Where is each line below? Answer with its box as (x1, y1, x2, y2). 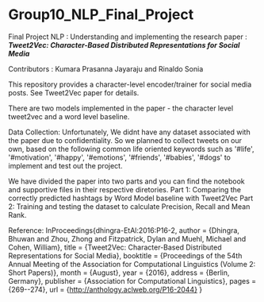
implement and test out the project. (8, 161, 123, 170)
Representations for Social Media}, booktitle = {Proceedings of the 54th (8, 250, 243, 260)
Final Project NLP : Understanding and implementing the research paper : (8, 32, 247, 41)
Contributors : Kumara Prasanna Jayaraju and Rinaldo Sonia (8, 64, 204, 73)
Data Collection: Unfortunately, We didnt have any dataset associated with (8, 127, 251, 137)
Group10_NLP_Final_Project (8, 6, 194, 24)
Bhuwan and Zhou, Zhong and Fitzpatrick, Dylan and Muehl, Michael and (8, 234, 247, 243)
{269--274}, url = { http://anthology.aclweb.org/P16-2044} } (8, 285, 203, 294)
